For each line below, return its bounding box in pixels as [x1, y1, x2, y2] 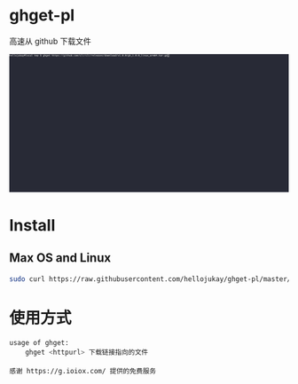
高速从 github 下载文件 [9, 35, 91, 46]
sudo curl [9, 275, 46, 284]
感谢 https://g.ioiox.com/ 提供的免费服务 [9, 366, 157, 375]
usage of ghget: [9, 339, 69, 348]
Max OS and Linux [9, 250, 112, 266]
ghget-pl [9, 5, 75, 26]
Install [9, 215, 56, 235]
